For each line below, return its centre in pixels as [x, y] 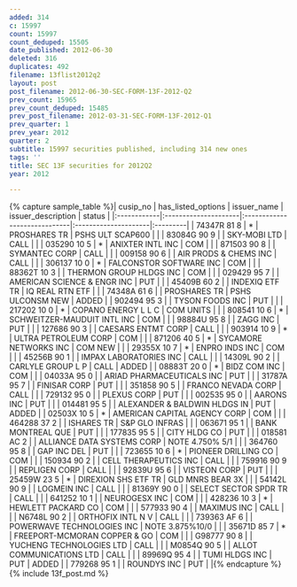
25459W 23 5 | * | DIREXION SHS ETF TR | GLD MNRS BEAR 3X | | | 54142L [148, 480]
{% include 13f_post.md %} [59, 574]
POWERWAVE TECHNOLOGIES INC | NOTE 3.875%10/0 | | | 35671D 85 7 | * [148, 527]
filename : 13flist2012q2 [55, 75]
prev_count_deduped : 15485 [59, 108]
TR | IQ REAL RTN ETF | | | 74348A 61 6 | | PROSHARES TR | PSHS [130, 291]
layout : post [33, 83]
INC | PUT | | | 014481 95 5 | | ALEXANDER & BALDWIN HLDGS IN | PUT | [143, 405]
